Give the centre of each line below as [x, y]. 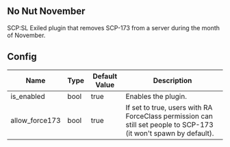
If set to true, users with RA [169, 107]
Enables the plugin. [156, 96]
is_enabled [28, 96]
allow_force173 [36, 120]
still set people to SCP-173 [169, 124]
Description [172, 80]
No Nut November [46, 11]
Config [22, 57]
